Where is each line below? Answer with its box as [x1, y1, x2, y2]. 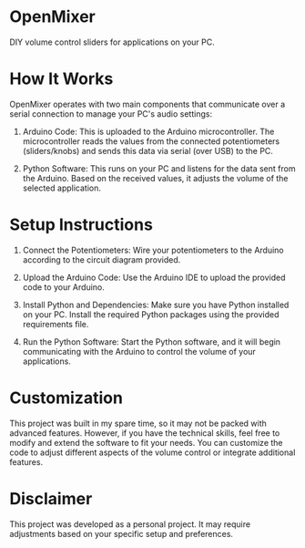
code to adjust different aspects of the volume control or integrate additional [9, 447, 296, 458]
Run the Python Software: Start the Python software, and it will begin [22, 336, 280, 347]
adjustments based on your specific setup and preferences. [9, 528, 234, 539]
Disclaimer [9, 488, 93, 509]
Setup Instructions [9, 214, 153, 235]
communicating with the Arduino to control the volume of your [22, 346, 257, 357]
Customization [9, 388, 123, 408]
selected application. [22, 182, 102, 193]
